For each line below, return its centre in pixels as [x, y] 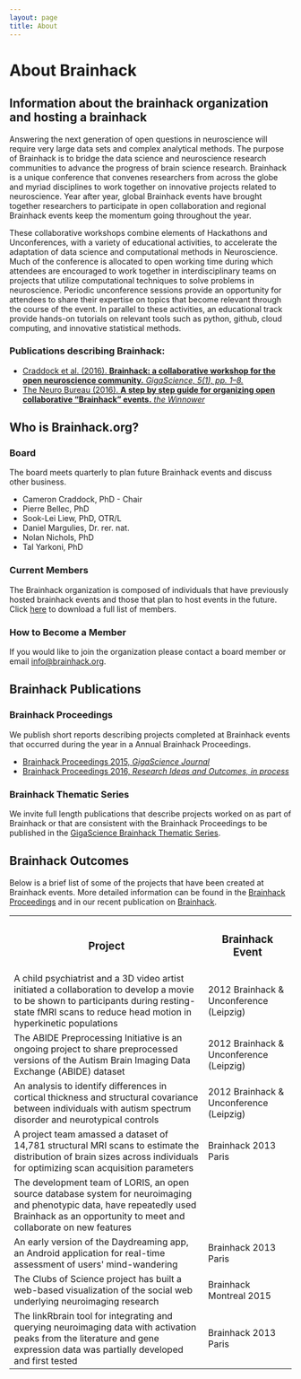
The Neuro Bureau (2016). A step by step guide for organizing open [149, 389]
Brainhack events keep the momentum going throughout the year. [130, 215]
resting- [178, 1000]
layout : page [34, 17]
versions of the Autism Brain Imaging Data [102, 1060]
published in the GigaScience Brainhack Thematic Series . [115, 833]
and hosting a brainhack [78, 118]
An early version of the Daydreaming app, [101, 1242]
